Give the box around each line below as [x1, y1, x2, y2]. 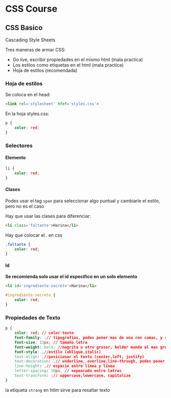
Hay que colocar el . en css [5, 232, 63, 238]
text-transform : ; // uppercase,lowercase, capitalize [14, 373, 131, 378]
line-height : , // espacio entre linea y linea [14, 363, 115, 369]
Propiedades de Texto [5, 314, 61, 321]
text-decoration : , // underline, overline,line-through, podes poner [14, 359, 165, 364]
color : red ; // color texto [14, 330, 74, 336]
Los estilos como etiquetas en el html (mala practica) [12, 62, 124, 68]
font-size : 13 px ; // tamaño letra [14, 339, 88, 345]
